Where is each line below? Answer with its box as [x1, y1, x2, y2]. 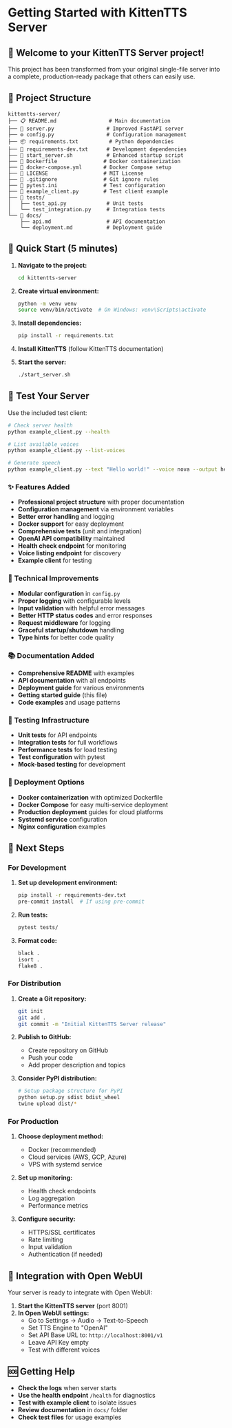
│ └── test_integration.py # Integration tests [8, 206, 166, 213]
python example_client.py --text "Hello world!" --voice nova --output [8, 466, 218, 473]
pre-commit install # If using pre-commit [17, 898, 145, 906]
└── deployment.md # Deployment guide [20, 224, 162, 231]
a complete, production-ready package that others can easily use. [8, 72, 196, 81]
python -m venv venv [17, 300, 77, 307]
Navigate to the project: [17, 261, 87, 269]
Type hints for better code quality [17, 633, 114, 641]
